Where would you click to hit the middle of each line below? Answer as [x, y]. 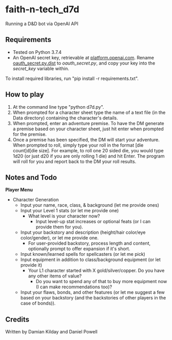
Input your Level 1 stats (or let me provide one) [70, 211]
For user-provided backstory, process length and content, [89, 243]
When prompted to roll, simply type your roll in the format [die [78, 145]
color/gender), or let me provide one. [60, 238]
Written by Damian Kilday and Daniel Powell [51, 332]
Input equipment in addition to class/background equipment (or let [90, 259]
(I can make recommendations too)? [74, 287]
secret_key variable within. [41, 68]
